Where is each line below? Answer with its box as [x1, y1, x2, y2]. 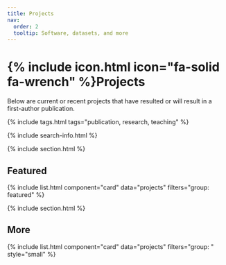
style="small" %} [7, 250, 56, 258]
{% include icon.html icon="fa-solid [7, 60, 220, 75]
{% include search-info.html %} [7, 131, 98, 139]
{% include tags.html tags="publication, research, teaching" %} [7, 118, 189, 126]
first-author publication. [7, 105, 75, 113]
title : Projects [7, 10, 54, 17]
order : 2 [13, 23, 39, 30]
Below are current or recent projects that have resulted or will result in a [7, 97, 213, 105]
